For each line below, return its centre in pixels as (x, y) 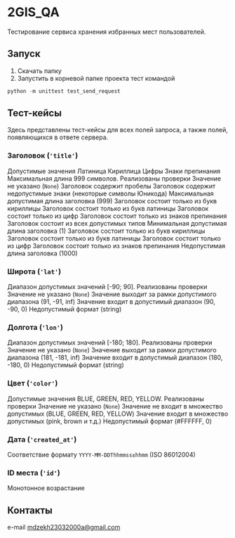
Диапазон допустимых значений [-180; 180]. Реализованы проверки (110, 342)
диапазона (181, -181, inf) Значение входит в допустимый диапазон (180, (115, 358)
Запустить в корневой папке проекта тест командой (96, 78)
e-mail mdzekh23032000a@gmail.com (64, 527)
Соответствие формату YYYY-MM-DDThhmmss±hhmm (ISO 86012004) (102, 454)
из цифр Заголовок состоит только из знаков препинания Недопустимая (116, 245)
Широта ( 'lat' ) (34, 271)
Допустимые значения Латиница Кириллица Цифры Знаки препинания (114, 171)
